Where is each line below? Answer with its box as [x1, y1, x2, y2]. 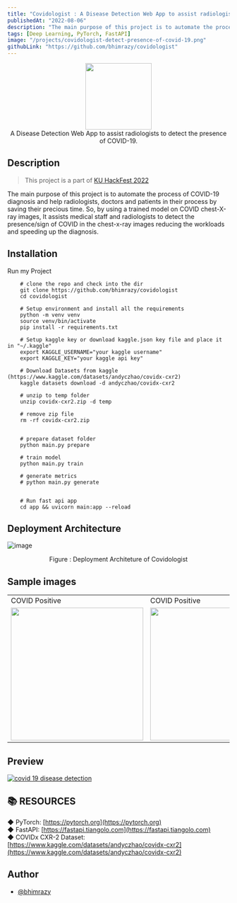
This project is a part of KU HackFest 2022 [24, 176, 150, 184]
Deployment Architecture [7, 523, 121, 535]
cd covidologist [20, 293, 68, 300]
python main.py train [20, 460, 83, 467]
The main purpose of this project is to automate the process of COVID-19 [7, 189, 220, 198]
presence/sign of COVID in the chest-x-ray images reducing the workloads [7, 220, 225, 228]
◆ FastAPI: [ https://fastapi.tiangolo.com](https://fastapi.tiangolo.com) [7, 825, 211, 834]
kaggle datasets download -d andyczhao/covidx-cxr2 [20, 380, 175, 387]
